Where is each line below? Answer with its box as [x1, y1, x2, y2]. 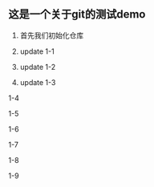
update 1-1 [19, 47, 55, 56]
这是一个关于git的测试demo [8, 7, 146, 22]
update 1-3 [19, 77, 56, 87]
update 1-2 [19, 62, 56, 71]
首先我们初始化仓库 [19, 30, 84, 40]
